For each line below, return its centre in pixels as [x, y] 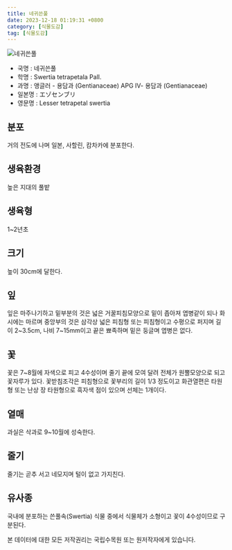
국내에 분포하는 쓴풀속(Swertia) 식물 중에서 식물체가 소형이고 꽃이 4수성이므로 [113, 516]
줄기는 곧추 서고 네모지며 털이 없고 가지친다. [66, 474]
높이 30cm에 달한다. [35, 271]
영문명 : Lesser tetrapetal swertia [64, 103]
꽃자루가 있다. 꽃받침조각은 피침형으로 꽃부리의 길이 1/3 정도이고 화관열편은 [108, 381]
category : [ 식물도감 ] [35, 26]
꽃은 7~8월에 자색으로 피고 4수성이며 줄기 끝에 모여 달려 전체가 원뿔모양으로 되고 [116, 373]
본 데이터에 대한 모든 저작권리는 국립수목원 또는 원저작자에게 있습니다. [101, 540]
